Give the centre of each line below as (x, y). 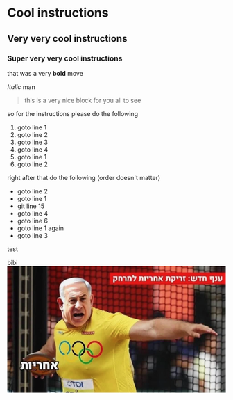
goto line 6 (33, 221)
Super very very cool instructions (65, 58)
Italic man (21, 87)
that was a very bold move (45, 73)
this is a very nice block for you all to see (83, 100)
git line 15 (31, 206)
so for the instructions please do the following (73, 113)
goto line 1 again (41, 228)
